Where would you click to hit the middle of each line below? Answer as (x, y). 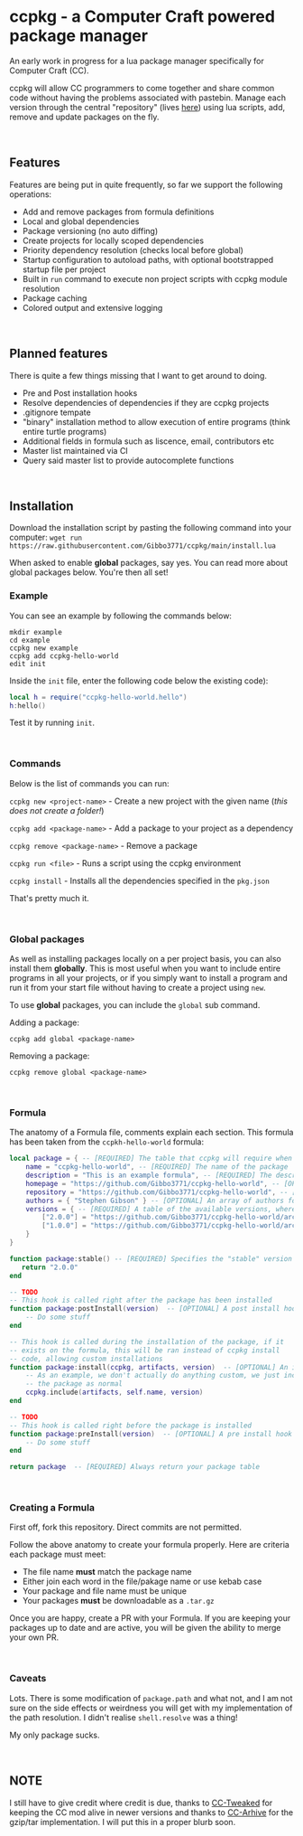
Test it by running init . (52, 723)
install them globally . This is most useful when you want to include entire (145, 968)
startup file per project (64, 269)
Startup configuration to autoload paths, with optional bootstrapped (148, 259)
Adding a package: (44, 1022)
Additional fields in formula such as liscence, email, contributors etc (148, 441)
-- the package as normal (74, 1384)
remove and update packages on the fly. (84, 117)
